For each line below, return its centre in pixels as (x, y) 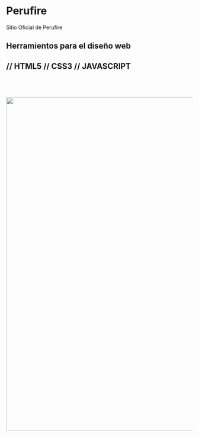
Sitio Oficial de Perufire (34, 27)
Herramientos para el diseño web (69, 46)
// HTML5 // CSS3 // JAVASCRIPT (69, 66)
